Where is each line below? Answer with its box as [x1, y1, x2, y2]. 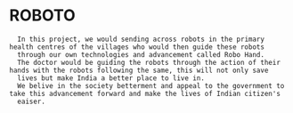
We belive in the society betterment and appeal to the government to [17, 81, 285, 90]
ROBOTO [9, 5, 76, 26]
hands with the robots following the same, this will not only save [9, 66, 269, 75]
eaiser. [17, 97, 46, 106]
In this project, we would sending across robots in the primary [17, 35, 265, 44]
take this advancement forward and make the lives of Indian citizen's [9, 89, 281, 98]
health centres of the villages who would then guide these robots [9, 42, 265, 52]
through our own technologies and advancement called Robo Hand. [17, 50, 265, 59]
